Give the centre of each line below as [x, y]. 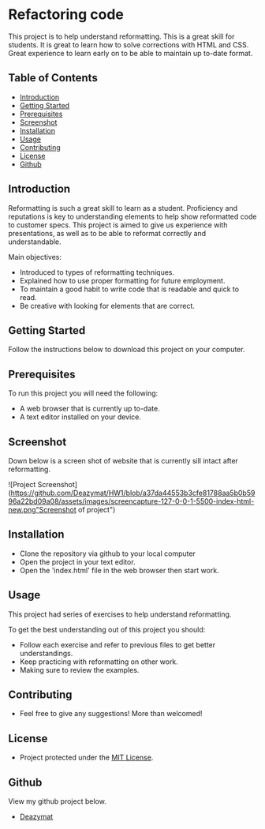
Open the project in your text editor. [77, 561]
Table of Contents [53, 78]
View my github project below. [57, 801]
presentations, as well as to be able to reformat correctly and [107, 233]
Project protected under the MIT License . [86, 758]
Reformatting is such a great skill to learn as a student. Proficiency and [123, 208]
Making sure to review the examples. [79, 670]
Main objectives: [35, 257]
